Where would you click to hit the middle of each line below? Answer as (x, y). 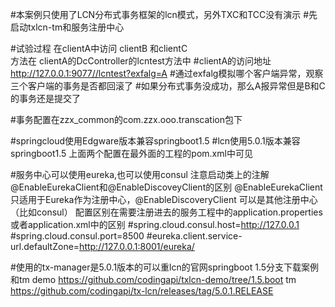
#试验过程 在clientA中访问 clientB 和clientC (99, 48)
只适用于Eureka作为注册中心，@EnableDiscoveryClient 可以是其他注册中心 (164, 199)
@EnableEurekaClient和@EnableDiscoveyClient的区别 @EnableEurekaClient (166, 187)
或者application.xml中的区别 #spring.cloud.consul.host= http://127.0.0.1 (155, 224)
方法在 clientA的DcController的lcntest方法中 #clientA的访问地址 (141, 61)
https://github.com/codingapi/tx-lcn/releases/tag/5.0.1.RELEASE (142, 291)
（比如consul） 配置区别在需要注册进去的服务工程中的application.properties (166, 212)
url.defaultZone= (45, 246)
